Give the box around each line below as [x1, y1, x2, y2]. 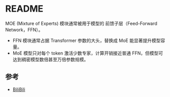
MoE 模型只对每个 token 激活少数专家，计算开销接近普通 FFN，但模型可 [12, 50, 163, 56]
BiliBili [12, 86, 25, 92]
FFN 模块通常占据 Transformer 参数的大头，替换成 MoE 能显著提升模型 [12, 37, 161, 43]
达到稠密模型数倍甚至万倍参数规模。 [12, 56, 89, 62]
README [5, 3, 44, 15]
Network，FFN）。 [5, 26, 43, 33]
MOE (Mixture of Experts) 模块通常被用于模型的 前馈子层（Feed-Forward [5, 20, 157, 26]
